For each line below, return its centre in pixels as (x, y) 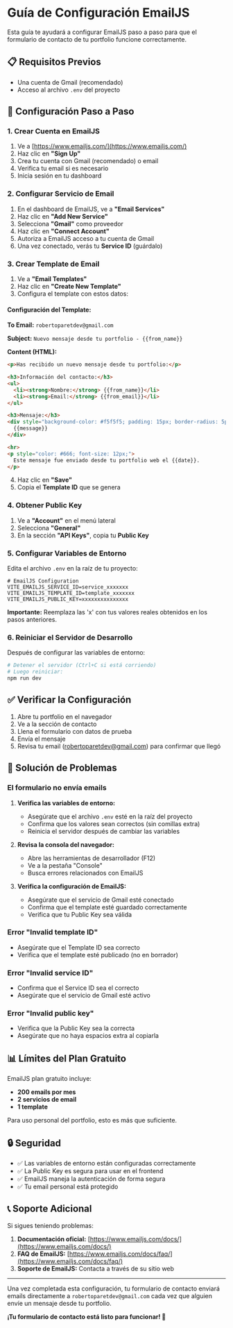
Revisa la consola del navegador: (66, 844)
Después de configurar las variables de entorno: (76, 653)
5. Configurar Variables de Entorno (67, 553)
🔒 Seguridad (34, 1143)
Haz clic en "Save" (45, 480)
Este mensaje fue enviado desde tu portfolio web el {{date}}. (106, 460)
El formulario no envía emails (57, 788)
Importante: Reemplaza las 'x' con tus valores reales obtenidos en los (107, 612)
